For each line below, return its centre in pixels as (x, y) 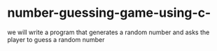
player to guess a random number (56, 39)
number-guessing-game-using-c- (109, 13)
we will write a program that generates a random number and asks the (108, 32)
